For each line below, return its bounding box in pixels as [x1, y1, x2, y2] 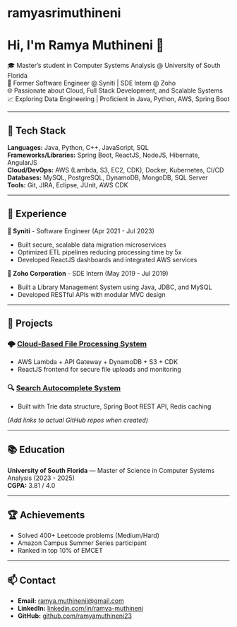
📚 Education [7, 444, 66, 456]
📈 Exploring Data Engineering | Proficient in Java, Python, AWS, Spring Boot [7, 95, 230, 103]
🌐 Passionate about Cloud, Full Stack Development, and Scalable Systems [7, 86, 224, 95]
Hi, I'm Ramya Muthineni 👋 [7, 37, 164, 54]
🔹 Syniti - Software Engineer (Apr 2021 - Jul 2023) [7, 226, 155, 235]
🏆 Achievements [7, 509, 85, 521]
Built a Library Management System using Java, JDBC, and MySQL [17, 283, 212, 291]
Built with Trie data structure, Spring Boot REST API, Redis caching [17, 402, 212, 411]
